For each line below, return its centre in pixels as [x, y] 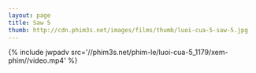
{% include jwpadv [39, 53]
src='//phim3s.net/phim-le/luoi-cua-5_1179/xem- [149, 53]
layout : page [30, 15]
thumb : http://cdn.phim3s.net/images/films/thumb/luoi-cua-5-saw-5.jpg [128, 30]
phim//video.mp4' [37, 60]
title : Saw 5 [30, 23]
